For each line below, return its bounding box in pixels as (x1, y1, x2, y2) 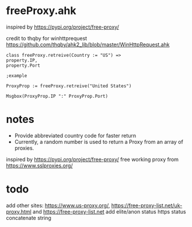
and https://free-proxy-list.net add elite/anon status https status (33, 208, 186, 215)
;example (6, 73, 27, 78)
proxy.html (6, 208, 32, 215)
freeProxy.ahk (6, 4, 76, 18)
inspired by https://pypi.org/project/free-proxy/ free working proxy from (6, 156, 179, 163)
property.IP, (6, 57, 38, 63)
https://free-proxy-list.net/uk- (111, 202, 183, 209)
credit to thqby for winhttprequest (6, 35, 88, 42)
